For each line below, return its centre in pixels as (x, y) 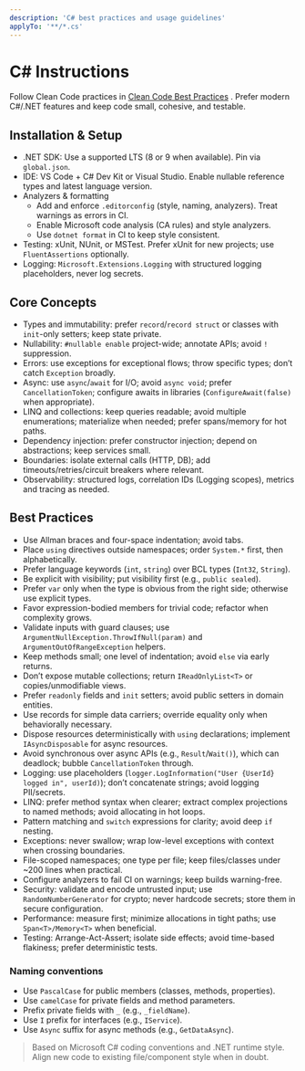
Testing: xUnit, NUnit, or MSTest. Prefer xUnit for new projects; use (148, 245)
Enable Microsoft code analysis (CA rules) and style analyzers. (153, 226)
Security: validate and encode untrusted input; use (117, 889)
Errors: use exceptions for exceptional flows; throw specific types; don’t (158, 363)
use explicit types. (57, 598)
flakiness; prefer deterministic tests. (90, 947)
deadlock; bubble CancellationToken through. (108, 762)
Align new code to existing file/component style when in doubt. (150, 1057)
